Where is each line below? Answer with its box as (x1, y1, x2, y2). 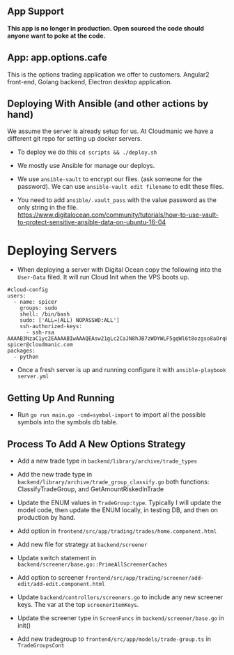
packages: (7, 348, 36, 355)
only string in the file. (17, 203, 79, 212)
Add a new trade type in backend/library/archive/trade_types (17, 456, 197, 465)
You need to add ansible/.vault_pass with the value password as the (17, 196, 217, 204)
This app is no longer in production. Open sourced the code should (7, 24, 204, 32)
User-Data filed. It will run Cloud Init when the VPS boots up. (17, 273, 189, 282)
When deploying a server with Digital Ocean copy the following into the (17, 265, 221, 274)
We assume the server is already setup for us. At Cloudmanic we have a (7, 127, 214, 135)
